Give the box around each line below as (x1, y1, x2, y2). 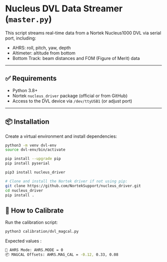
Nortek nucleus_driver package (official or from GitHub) (12, 93, 128, 99)
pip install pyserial (5, 161, 50, 166)
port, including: (5, 35, 36, 41)
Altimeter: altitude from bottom (12, 50, 76, 56)
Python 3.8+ (12, 87, 38, 93)
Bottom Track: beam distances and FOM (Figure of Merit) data (12, 55, 140, 61)
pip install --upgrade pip (5, 157, 61, 161)
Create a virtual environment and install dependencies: (5, 133, 117, 139)
